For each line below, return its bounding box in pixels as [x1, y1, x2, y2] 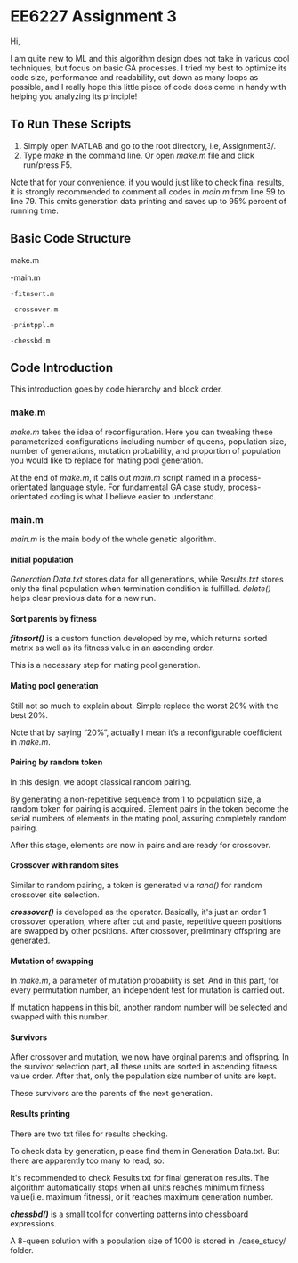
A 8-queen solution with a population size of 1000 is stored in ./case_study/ [10, 1235, 286, 1246]
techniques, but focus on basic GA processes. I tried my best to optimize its [10, 62, 287, 73]
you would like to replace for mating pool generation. [10, 455, 204, 466]
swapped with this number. [10, 1011, 109, 1022]
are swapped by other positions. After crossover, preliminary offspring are [10, 925, 281, 936]
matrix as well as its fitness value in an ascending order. [10, 642, 215, 653]
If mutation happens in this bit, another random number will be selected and [10, 1002, 288, 1013]
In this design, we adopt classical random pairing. [10, 776, 192, 787]
